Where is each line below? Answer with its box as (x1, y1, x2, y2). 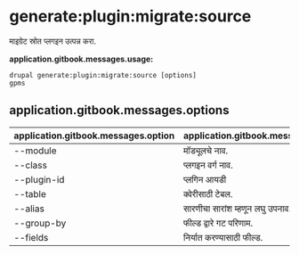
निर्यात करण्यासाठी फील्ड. (183, 231, 263, 243)
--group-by (13, 217, 67, 229)
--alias (13, 202, 44, 215)
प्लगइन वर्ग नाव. (183, 159, 234, 171)
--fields (13, 231, 49, 243)
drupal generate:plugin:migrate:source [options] (9, 70, 198, 79)
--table (13, 187, 47, 200)
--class (13, 159, 47, 171)
